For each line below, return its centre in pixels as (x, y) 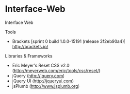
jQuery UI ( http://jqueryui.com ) (43, 81)
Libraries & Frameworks (29, 56)
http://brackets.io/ (30, 46)
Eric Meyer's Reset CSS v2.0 (41, 65)
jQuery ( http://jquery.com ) (38, 75)
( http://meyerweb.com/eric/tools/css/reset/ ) (56, 70)
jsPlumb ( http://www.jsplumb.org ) (46, 86)
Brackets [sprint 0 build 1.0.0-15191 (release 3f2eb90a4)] (69, 41)
